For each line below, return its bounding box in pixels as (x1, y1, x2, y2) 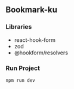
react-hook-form (14, 36, 56, 44)
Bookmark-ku (5, 5, 58, 15)
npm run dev (5, 77, 35, 83)
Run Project (5, 64, 40, 72)
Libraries (5, 23, 32, 31)
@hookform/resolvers (14, 49, 68, 56)
